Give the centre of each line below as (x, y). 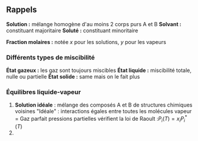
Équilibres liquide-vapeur (44, 92)
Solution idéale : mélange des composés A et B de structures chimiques (103, 105)
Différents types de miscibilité (51, 57)
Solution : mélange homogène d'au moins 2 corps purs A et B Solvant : (94, 24)
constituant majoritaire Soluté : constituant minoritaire (72, 30)
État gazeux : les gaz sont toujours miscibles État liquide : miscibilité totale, (99, 70)
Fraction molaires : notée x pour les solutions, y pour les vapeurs (86, 42)
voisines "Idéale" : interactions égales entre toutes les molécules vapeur (103, 111)
